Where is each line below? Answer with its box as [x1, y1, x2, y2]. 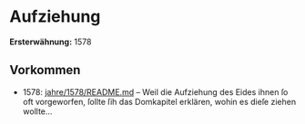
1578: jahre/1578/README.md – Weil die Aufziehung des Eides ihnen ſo [22, 86, 289, 97]
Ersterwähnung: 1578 [9, 36, 92, 47]
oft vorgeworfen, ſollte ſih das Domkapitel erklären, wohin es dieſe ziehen [22, 96, 297, 107]
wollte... [22, 106, 53, 117]
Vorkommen [9, 62, 81, 78]
